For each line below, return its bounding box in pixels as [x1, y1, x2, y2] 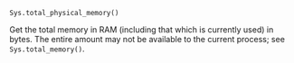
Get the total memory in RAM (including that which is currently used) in [9, 24, 274, 35]
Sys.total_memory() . [9, 43, 85, 54]
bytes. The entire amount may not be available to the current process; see [9, 34, 285, 44]
